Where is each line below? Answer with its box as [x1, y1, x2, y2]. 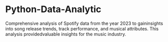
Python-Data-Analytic [5, 4, 102, 15]
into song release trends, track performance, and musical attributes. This [5, 25, 159, 31]
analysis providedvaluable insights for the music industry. [5, 31, 126, 37]
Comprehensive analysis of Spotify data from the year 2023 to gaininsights [5, 20, 163, 26]
